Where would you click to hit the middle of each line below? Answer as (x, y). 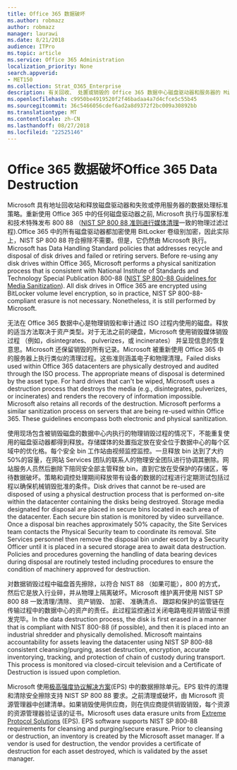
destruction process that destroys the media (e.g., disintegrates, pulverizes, (117, 389)
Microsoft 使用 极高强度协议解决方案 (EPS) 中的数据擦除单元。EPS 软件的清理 (118, 687)
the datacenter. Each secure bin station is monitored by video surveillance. (116, 517)
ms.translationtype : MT (42, 112)
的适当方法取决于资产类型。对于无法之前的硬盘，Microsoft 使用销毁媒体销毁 (118, 332)
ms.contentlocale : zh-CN (44, 119)
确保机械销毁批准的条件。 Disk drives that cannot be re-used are (113, 486)
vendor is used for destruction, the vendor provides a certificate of (104, 744)
